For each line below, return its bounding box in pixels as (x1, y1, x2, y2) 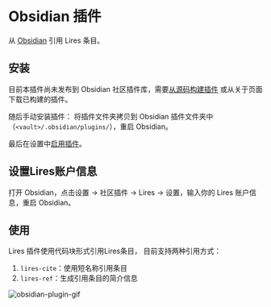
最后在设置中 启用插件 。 (8, 139, 86, 148)
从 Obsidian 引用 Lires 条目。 (8, 35, 105, 45)
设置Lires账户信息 (8, 164, 98, 178)
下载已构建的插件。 (8, 94, 73, 104)
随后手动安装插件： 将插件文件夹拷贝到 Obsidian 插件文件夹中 (8, 111, 214, 121)
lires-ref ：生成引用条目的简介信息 (19, 273, 139, 283)
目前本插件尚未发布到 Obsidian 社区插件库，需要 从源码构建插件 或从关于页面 (8, 84, 263, 93)
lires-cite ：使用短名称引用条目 (19, 263, 127, 273)
